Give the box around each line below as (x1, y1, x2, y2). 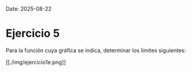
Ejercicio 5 (5, 27, 60, 40)
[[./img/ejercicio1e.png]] (5, 58, 66, 66)
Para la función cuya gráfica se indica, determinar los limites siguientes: (5, 46, 187, 54)
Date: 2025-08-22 (5, 5, 52, 12)
